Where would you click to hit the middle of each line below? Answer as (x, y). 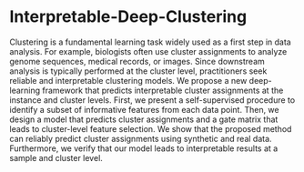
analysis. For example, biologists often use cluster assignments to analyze (148, 51)
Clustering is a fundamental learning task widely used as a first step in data (150, 42)
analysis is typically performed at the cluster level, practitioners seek (138, 71)
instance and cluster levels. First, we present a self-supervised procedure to (152, 100)
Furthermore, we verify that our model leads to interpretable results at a (144, 148)
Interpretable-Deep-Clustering (128, 17)
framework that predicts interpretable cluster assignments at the (163, 90)
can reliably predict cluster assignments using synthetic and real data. (141, 138)
